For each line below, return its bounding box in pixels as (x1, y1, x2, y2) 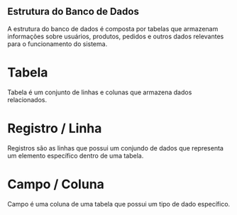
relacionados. (7, 95, 48, 104)
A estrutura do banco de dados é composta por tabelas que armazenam (7, 24, 219, 33)
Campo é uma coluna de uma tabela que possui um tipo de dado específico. (7, 199, 231, 208)
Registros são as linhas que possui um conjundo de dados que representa (7, 143, 224, 152)
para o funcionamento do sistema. (7, 39, 108, 48)
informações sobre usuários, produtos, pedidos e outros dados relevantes (7, 32, 224, 40)
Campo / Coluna (7, 176, 105, 192)
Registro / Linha (7, 120, 102, 136)
